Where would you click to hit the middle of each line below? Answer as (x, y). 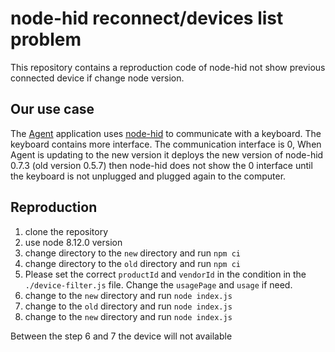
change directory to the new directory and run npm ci (132, 253)
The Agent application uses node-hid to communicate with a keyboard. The (166, 133)
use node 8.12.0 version (73, 242)
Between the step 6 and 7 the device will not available (121, 336)
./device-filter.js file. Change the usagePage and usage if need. (158, 284)
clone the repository (66, 231)
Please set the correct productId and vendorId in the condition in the (165, 274)
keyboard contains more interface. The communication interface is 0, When (166, 144)
